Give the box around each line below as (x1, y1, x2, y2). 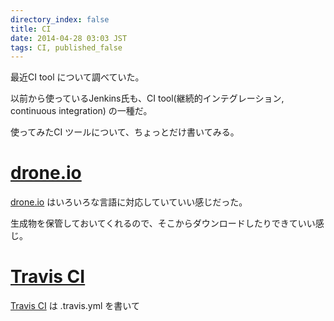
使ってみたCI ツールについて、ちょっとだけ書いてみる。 (10, 126, 240, 138)
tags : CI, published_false (10, 42, 123, 53)
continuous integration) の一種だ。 (10, 105, 153, 117)
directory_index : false (10, 14, 110, 25)
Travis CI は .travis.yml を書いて (10, 300, 140, 312)
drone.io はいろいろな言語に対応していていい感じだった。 (10, 196, 248, 208)
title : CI (10, 24, 52, 34)
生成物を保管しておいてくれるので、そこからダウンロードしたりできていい (10, 217, 316, 230)
